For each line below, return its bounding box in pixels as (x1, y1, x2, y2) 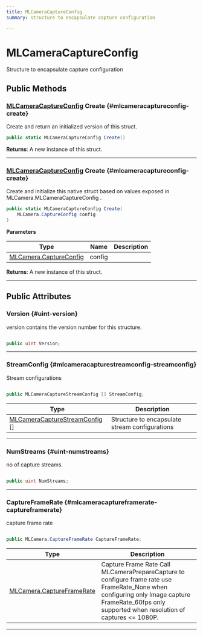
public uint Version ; (6, 340, 61, 346)
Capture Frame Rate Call (101, 560, 171, 568)
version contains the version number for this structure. (6, 323, 142, 331)
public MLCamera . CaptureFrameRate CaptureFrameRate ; (6, 537, 142, 543)
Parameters (6, 228, 36, 235)
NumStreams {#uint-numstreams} (6, 447, 110, 455)
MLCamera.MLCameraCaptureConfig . (6, 194, 102, 202)
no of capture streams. (6, 461, 63, 468)
